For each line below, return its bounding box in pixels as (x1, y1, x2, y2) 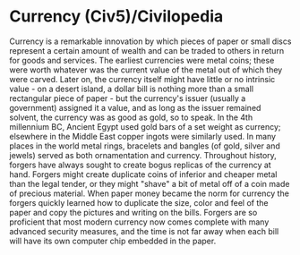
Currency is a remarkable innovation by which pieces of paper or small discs (9, 36, 292, 47)
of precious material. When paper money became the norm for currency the (9, 188, 289, 199)
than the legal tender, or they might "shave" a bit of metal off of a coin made (9, 178, 290, 189)
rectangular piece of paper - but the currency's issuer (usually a (9, 92, 246, 104)
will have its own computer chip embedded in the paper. (9, 235, 217, 246)
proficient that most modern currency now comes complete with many (9, 217, 270, 227)
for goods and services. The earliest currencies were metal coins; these (9, 55, 275, 65)
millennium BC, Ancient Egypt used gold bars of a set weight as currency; (9, 121, 281, 132)
